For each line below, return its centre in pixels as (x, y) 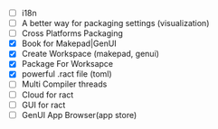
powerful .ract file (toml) (66, 74)
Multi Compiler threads (64, 84)
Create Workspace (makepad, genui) (90, 54)
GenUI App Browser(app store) (79, 115)
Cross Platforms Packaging (72, 33)
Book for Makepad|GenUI (69, 43)
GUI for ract (43, 105)
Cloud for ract (47, 95)
